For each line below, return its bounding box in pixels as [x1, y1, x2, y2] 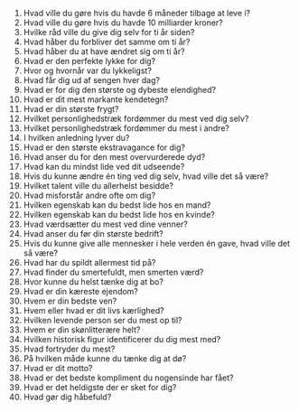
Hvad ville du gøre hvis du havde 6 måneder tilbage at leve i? [23, 8, 251, 18]
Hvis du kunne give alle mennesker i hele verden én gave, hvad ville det [23, 238, 290, 248]
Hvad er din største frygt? [23, 104, 120, 114]
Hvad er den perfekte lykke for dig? [23, 56, 156, 66]
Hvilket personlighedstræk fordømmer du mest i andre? [23, 123, 229, 134]
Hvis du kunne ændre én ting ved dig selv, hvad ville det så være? [23, 171, 269, 182]
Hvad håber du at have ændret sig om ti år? [23, 46, 185, 57]
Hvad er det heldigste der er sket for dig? [23, 382, 177, 392]
